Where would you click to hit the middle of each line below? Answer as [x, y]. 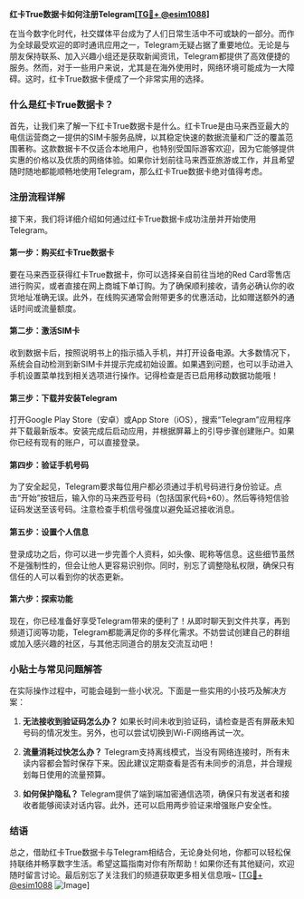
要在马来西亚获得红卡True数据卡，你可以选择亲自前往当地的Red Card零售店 [150, 274]
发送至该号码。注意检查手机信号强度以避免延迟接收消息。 [132, 509]
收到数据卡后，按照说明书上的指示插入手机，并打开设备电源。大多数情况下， [152, 352]
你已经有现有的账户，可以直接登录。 [77, 443]
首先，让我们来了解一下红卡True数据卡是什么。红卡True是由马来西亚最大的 [149, 126]
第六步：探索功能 [41, 599]
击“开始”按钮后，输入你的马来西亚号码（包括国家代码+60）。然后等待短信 [146, 498]
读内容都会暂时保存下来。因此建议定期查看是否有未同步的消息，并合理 [153, 763]
